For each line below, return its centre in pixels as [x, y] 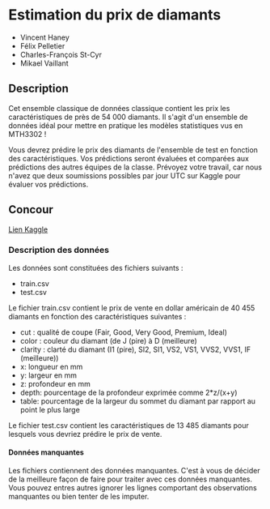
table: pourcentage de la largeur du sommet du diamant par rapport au [138, 401]
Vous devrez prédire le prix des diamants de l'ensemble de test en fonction [133, 150]
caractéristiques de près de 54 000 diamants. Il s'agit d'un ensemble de [128, 117]
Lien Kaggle [28, 229]
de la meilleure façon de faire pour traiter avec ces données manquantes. [131, 479]
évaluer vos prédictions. [49, 184]
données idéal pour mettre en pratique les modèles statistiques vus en [126, 125]
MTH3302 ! [27, 134]
